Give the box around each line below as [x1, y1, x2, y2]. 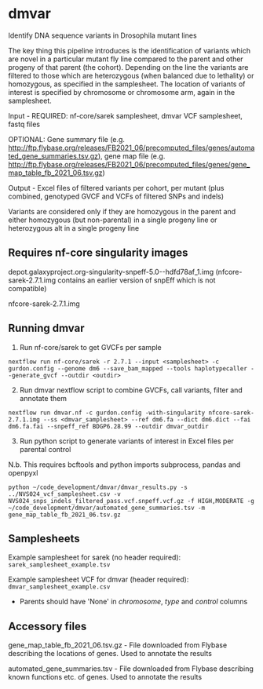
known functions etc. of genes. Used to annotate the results [8, 673, 203, 682]
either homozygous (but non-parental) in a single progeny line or [8, 215, 217, 224]
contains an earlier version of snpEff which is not [57, 275, 216, 285]
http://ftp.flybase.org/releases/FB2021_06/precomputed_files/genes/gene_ [8, 159, 250, 169]
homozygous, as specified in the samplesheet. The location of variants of [8, 79, 246, 89]
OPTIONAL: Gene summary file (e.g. [8, 134, 126, 144]
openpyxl [8, 468, 38, 477]
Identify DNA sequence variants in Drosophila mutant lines [8, 31, 198, 40]
